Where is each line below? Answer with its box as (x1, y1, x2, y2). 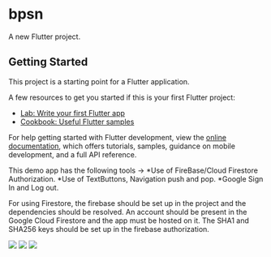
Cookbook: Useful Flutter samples (19, 117, 135, 126)
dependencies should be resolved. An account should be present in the (8, 207, 247, 216)
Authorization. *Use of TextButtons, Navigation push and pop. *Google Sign (8, 173, 264, 183)
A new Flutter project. (8, 32, 81, 41)
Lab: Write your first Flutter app (19, 108, 126, 118)
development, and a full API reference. (8, 149, 137, 159)
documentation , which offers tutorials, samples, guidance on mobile (8, 141, 235, 151)
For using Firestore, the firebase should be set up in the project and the (8, 198, 247, 208)
